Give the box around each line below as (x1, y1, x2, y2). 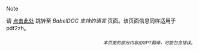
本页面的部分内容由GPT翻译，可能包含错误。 (102, 40, 195, 46)
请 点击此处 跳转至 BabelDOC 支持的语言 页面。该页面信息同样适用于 (6, 17, 176, 24)
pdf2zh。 (6, 25, 29, 31)
